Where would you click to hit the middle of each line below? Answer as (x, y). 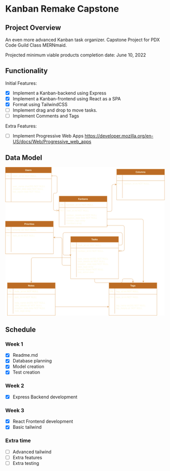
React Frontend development (43, 421)
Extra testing (26, 463)
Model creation (28, 366)
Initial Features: (21, 83)
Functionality (27, 71)
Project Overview (33, 28)
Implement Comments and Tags (46, 116)
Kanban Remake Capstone (62, 9)
